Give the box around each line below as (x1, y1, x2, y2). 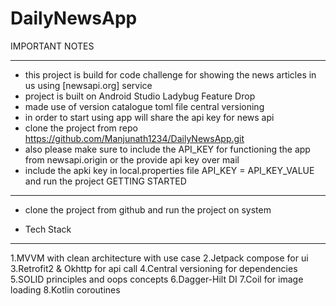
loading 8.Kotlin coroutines (10, 283, 121, 296)
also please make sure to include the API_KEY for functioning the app (24, 143, 311, 155)
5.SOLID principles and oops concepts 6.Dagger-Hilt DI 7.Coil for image (10, 273, 304, 285)
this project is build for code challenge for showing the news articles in (24, 68, 317, 81)
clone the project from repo (24, 122, 138, 134)
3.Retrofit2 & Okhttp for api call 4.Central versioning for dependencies (10, 262, 298, 274)
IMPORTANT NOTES (10, 40, 95, 52)
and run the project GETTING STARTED (24, 175, 187, 187)
